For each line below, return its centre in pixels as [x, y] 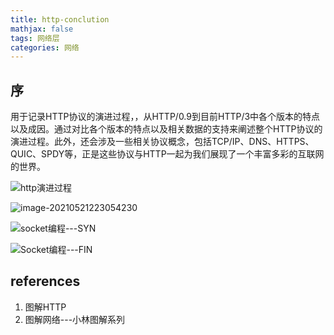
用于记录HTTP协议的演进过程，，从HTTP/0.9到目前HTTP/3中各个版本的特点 [165, 117]
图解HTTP [45, 307]
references [45, 281]
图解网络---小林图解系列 [75, 319]
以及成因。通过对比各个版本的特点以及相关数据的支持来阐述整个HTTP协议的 [166, 129]
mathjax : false [42, 29]
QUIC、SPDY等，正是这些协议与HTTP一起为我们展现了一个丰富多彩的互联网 [167, 154]
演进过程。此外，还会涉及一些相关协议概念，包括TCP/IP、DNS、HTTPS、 [162, 142]
